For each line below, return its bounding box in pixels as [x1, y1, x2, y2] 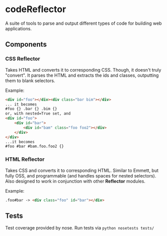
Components [5, 40, 47, 49]
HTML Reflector [5, 156, 45, 163]
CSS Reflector [5, 55, 40, 63]
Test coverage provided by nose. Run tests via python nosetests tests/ [5, 225, 154, 231]
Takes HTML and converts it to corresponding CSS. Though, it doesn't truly [5, 67, 161, 73]
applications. [5, 25, 32, 31]
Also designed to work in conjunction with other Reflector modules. [5, 178, 146, 184]
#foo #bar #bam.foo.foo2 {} [5, 144, 64, 149]
